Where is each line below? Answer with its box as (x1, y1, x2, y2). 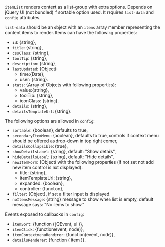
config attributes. (5, 15, 41, 20)
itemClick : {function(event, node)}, (12, 226, 84, 232)
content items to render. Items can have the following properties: (5, 30, 137, 35)
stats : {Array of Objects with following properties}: (12, 82, 116, 88)
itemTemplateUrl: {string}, (19, 175, 73, 181)
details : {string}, (12, 103, 48, 109)
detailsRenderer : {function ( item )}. (12, 237, 86, 243)
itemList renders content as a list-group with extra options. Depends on (5, 4, 153, 10)
